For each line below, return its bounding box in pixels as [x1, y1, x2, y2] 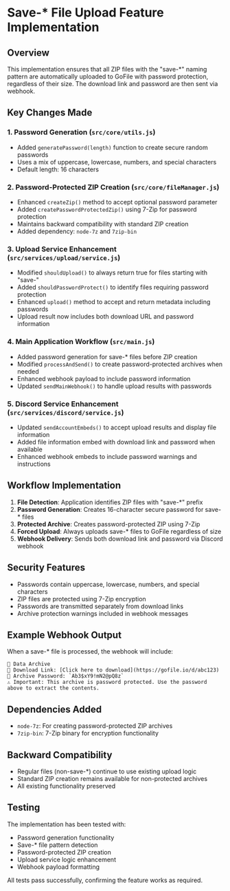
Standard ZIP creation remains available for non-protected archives [16, 774, 208, 782]
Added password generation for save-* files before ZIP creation [16, 352, 198, 361]
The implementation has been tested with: [7, 820, 126, 828]
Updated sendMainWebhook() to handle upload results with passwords [16, 382, 212, 390]
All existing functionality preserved [16, 782, 116, 790]
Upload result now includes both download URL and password [16, 312, 194, 321]
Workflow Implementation [7, 480, 122, 491]
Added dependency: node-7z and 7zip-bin [16, 227, 137, 235]
